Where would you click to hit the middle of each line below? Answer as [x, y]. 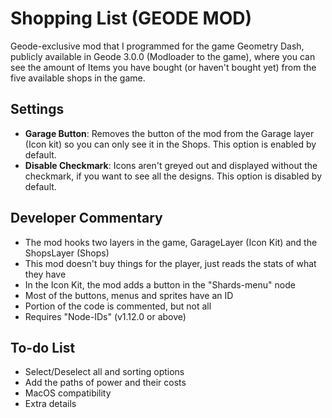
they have [45, 274]
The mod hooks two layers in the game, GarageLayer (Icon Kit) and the [171, 242]
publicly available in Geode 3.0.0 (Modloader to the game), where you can [163, 56]
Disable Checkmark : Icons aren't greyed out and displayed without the [171, 165]
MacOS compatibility [68, 393]
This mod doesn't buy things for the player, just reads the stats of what [170, 263]
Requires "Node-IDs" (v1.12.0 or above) [105, 316]
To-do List [43, 347]
